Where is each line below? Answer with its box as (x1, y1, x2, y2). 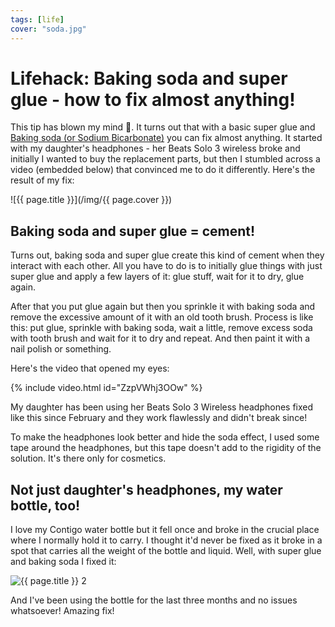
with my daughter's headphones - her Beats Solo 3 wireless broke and (10, 142, 301, 155)
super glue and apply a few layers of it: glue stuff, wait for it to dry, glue (10, 271, 305, 283)
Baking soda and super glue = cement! (10, 222, 256, 240)
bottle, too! (10, 497, 81, 514)
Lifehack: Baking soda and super (10, 67, 288, 90)
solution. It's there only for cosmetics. (10, 452, 167, 465)
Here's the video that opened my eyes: (10, 362, 170, 375)
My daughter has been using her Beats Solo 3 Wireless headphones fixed (10, 401, 314, 413)
